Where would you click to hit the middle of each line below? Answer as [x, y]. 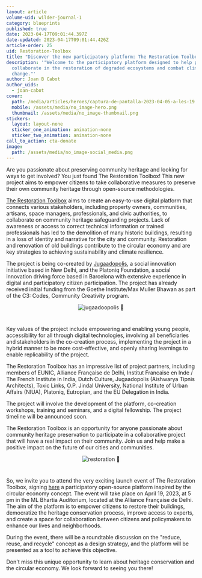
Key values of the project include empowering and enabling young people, [98, 329]
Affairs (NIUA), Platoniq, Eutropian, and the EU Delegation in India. [88, 392]
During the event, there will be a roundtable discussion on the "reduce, [94, 537]
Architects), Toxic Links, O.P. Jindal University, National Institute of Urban [97, 385]
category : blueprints [33, 23]
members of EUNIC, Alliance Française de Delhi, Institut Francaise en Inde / [100, 373]
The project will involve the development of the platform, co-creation [91, 403]
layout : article [26, 12]
